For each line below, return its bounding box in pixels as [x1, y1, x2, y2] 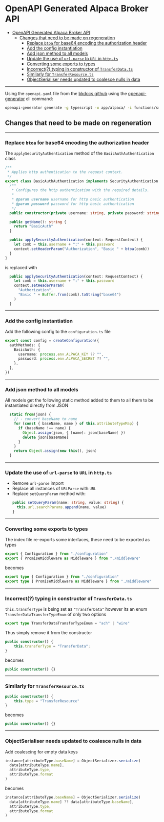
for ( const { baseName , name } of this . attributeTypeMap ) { [14, 421, 139, 426]
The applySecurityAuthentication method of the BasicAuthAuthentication [5, 150, 154, 156]
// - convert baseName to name [14, 417, 78, 422]
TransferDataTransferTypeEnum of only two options [5, 611, 106, 618]
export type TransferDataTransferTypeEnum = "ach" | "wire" [5, 621, 130, 626]
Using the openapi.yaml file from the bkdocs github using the [5, 90, 127, 96]
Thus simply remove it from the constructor [5, 629, 93, 635]
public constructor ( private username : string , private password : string [9, 210, 161, 216]
